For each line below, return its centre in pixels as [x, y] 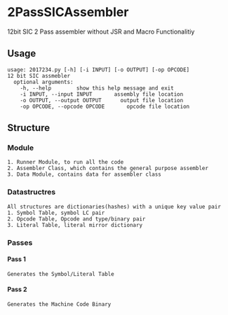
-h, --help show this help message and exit [97, 88]
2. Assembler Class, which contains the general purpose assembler [108, 169]
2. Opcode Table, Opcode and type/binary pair [76, 219]
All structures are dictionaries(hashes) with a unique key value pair [114, 206]
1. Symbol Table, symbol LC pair [56, 213]
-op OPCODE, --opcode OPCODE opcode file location [105, 106]
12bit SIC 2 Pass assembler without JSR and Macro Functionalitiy [101, 31]
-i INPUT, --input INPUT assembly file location [102, 94]
